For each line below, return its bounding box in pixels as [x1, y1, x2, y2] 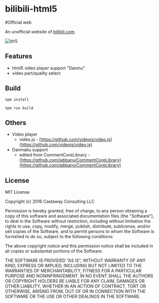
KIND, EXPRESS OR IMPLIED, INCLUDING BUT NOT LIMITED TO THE [5, 263, 142, 269]
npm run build [5, 106, 34, 110]
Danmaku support [12, 147, 48, 153]
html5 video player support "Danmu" [12, 65, 86, 71]
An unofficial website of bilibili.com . [5, 29, 76, 34]
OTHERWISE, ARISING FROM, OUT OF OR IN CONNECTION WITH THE [5, 288, 146, 294]
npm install [5, 97, 29, 102]
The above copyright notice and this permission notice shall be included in [5, 243, 153, 249]
